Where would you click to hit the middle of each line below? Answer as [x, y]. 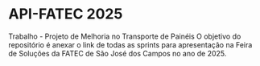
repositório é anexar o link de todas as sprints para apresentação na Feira [130, 44]
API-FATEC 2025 [66, 14]
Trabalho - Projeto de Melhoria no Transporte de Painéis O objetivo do [125, 36]
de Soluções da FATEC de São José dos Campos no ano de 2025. [118, 53]
